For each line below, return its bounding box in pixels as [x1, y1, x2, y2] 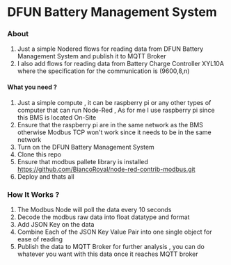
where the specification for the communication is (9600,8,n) [17, 67, 190, 75]
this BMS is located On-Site [17, 113, 97, 122]
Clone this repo [17, 150, 61, 159]
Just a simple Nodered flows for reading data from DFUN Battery [17, 45, 204, 53]
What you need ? [7, 83, 57, 91]
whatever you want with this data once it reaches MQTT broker [17, 250, 198, 258]
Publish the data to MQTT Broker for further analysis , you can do [17, 242, 205, 250]
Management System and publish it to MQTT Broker [17, 52, 166, 61]
